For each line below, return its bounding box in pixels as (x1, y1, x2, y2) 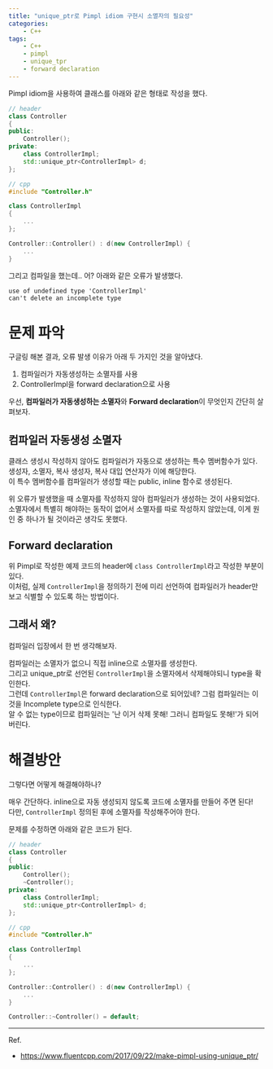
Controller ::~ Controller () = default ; (8, 1013, 140, 1021)
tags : (8, 34, 27, 43)
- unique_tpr (23, 58, 67, 66)
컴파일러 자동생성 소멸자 (8, 433, 122, 447)
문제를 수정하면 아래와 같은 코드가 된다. (8, 824, 132, 834)
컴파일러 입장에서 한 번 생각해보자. (8, 640, 117, 650)
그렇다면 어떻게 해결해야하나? (8, 779, 102, 789)
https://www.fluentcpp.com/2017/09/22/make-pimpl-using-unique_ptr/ (19, 1051, 258, 1061)
